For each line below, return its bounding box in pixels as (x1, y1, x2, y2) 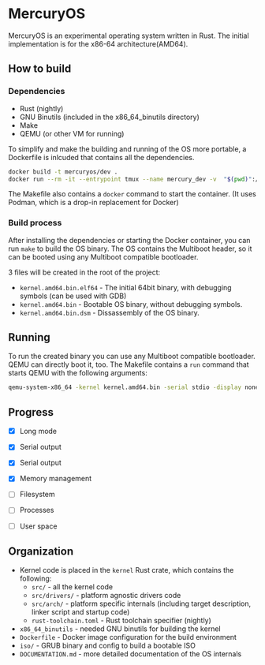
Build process (8, 218, 62, 229)
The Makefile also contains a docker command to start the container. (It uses (8, 189, 256, 199)
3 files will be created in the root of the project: (8, 267, 161, 277)
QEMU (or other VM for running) (19, 129, 125, 138)
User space (19, 521, 58, 531)
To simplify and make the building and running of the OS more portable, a (8, 144, 247, 154)
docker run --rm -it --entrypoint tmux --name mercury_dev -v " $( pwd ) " (8, 175, 252, 183)
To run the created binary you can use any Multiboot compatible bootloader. (8, 352, 256, 361)
